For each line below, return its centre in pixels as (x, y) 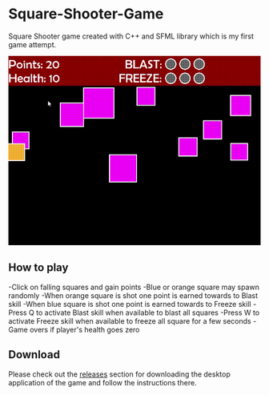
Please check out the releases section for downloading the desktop (119, 374)
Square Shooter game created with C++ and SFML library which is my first (131, 36)
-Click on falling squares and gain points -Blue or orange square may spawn (134, 287)
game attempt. (32, 44)
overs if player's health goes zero (84, 329)
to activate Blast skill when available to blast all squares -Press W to (148, 312)
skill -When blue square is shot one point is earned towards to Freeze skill (130, 304)
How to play (38, 268)
